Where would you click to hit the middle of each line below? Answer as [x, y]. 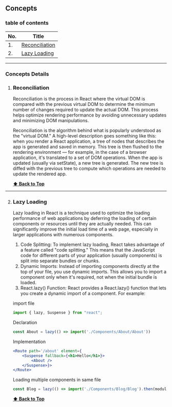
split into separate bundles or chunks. [60, 261]
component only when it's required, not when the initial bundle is [89, 277]
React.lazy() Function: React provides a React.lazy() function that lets [93, 288]
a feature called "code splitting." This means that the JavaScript [88, 250]
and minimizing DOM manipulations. [51, 120]
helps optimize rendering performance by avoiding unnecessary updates [90, 115]
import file [24, 303]
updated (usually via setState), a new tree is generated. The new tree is [88, 163]
